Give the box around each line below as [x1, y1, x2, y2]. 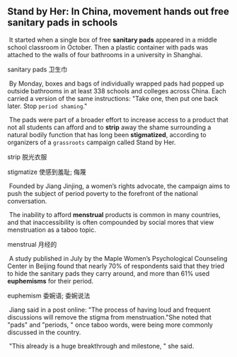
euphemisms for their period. [7, 276, 94, 285]
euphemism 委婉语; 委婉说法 [7, 291, 91, 300]
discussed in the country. [7, 328, 81, 336]
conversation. [7, 197, 47, 205]
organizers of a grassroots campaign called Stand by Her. [7, 138, 176, 146]
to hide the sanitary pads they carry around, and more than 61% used [7, 269, 210, 278]
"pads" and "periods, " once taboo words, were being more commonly [7, 320, 214, 329]
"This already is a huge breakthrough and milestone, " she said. [8, 341, 195, 350]
